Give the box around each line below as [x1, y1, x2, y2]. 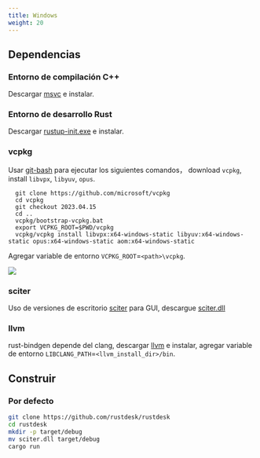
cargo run [8, 442, 41, 450]
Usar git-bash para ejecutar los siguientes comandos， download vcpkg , [8, 165, 242, 174]
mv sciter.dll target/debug [8, 435, 101, 443]
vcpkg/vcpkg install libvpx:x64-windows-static [15, 230, 174, 238]
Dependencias [8, 48, 81, 61]
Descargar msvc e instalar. [8, 90, 94, 99]
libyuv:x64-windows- [176, 230, 244, 238]
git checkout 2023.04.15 [15, 203, 97, 211]
